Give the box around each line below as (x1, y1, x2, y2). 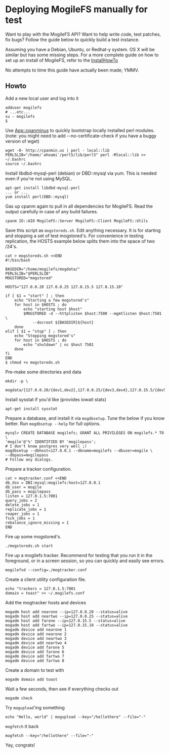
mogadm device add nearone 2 (5, 631, 67, 637)
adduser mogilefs (5, 105, 42, 110)
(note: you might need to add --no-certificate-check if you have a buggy (5, 133, 157, 139)
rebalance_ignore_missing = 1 (5, 520, 69, 525)
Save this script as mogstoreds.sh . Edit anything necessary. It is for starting (5, 227, 161, 233)
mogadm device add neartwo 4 (5, 640, 67, 645)
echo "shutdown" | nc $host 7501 (23, 342, 94, 347)
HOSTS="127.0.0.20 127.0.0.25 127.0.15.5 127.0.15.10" (5, 284, 123, 289)
